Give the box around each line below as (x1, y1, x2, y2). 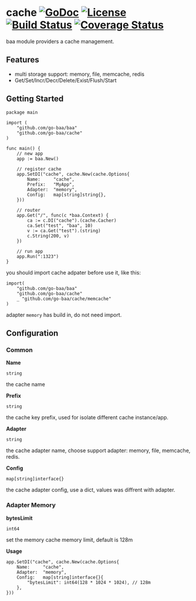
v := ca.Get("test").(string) (27, 228, 101, 233)
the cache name (6, 381, 45, 388)
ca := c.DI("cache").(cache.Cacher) (27, 218, 117, 223)
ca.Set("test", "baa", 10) (27, 222, 93, 229)
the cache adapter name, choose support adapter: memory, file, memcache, (6, 447, 191, 454)
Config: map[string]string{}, (27, 192, 107, 198)
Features (6, 55, 39, 65)
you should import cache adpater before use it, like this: (6, 269, 141, 276)
